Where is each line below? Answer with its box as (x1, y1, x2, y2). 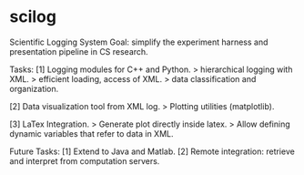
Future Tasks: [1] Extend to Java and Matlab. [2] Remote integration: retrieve (9, 146, 296, 157)
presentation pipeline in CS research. (9, 46, 148, 57)
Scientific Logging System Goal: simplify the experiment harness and (9, 36, 269, 47)
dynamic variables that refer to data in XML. (9, 128, 174, 139)
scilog (9, 6, 57, 27)
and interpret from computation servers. (9, 155, 160, 166)
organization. (9, 83, 59, 94)
